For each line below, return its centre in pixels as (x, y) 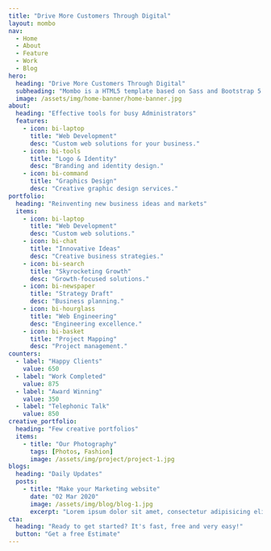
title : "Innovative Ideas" (75, 249)
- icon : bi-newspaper (59, 286)
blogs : (19, 467)
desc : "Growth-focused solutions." (90, 279)
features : (32, 121)
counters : (25, 354)
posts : (27, 482)
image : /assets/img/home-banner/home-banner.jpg (99, 99)
